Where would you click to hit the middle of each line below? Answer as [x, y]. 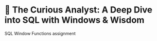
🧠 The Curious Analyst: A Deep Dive [78, 10]
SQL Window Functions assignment [40, 33]
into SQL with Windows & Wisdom [74, 20]
